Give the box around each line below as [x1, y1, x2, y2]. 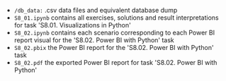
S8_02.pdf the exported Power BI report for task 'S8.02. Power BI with [13, 58, 217, 66]
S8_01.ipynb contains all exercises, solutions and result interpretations [13, 13, 220, 22]
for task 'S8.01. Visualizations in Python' [13, 21, 131, 29]
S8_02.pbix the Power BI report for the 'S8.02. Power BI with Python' [13, 44, 214, 51]
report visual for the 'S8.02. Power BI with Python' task [13, 36, 175, 44]
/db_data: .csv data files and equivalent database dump [13, 6, 178, 14]
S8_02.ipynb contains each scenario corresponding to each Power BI [13, 28, 215, 37]
